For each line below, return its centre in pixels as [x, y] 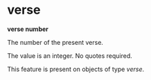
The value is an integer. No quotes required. [70, 56]
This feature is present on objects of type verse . [76, 69]
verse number [28, 29]
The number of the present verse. [55, 42]
